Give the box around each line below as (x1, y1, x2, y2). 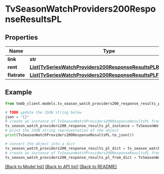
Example (5, 88, 32, 97)
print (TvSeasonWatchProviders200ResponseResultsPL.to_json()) (5, 133, 134, 137)
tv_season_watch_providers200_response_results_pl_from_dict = (5, 155, 137, 160)
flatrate (7, 72, 25, 78)
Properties (5, 33, 38, 41)
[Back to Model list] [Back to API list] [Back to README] (5, 164, 117, 170)
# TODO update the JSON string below (5, 110, 82, 115)
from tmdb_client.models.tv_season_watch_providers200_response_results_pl (5, 101, 163, 106)
